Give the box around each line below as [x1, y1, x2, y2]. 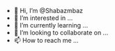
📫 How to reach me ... [13, 37, 79, 44]
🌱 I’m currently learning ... [13, 21, 89, 29]
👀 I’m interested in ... [13, 14, 73, 22]
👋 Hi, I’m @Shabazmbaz [13, 7, 84, 14]
